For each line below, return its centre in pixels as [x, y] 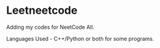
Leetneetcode [42, 10]
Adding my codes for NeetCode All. [50, 27]
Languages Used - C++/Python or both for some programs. [80, 38]
